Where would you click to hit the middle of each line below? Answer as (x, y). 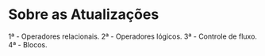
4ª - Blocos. (28, 44)
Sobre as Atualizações (84, 15)
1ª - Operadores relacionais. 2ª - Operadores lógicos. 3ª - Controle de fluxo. (133, 36)
